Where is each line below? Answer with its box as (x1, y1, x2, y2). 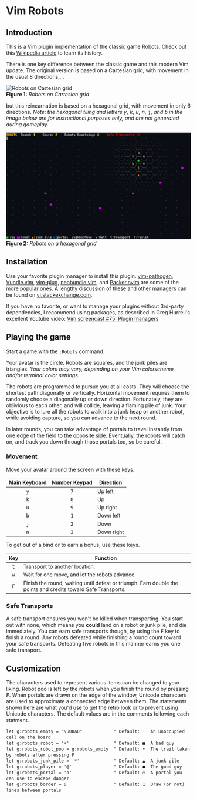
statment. (6, 717, 29, 724)
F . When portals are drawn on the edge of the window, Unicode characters (6, 691, 187, 699)
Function (94, 554, 117, 562)
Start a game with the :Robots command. (6, 348, 105, 355)
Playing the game (6, 332, 72, 342)
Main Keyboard (8, 479, 47, 486)
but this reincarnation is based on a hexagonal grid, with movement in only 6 (6, 102, 191, 109)
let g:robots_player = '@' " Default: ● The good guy (6, 764, 182, 770)
